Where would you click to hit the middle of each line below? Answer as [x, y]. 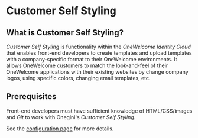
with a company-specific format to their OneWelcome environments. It [92, 59]
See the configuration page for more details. [60, 129]
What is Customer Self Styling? [65, 33]
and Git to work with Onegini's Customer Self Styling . [71, 117]
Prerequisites [31, 96]
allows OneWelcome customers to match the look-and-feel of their [87, 65]
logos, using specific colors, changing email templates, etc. [78, 78]
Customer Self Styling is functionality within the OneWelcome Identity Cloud [98, 47]
